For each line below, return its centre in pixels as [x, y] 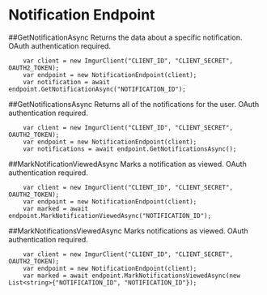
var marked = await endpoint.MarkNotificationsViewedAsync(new [132, 276]
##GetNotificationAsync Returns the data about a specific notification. [125, 37]
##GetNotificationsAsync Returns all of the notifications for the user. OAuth [134, 104]
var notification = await [67, 82]
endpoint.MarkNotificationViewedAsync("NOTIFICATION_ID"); [110, 216]
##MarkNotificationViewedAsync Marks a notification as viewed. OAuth [127, 164]
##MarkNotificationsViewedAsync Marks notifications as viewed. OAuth [128, 231]
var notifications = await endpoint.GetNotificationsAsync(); [130, 149]
